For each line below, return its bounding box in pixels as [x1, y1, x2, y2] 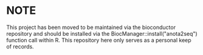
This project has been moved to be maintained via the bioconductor [6, 24, 176, 31]
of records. [6, 43, 35, 50]
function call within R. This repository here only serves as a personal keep [6, 36, 191, 44]
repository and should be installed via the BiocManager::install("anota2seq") [6, 30, 198, 37]
